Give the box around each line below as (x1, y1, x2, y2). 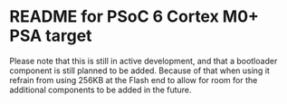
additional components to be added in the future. (9, 84, 192, 95)
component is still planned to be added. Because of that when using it (9, 65, 270, 76)
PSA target (9, 25, 92, 46)
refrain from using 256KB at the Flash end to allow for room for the (9, 74, 258, 85)
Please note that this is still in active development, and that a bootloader (9, 55, 278, 66)
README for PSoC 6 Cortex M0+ (9, 6, 260, 27)
